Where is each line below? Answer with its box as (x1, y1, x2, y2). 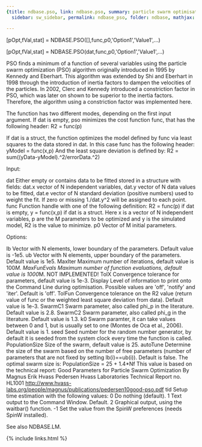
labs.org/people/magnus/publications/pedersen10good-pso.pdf (6, 386, 164, 393)
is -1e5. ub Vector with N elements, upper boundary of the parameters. (6, 251, 182, 258)
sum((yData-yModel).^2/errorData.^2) (6, 153, 100, 160)
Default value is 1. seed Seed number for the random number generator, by (6, 328, 192, 335)
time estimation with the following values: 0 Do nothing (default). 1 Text (6, 392, 182, 399)
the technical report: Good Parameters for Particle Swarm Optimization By (6, 366, 189, 374)
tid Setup (165, 386, 188, 393)
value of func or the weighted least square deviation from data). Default (6, 296, 184, 303)
